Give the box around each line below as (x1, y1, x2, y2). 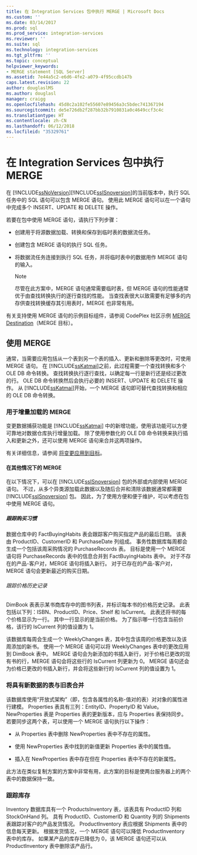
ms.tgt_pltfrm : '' (6, 52, 51, 58)
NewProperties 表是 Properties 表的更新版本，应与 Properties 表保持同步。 (6, 710, 186, 717)
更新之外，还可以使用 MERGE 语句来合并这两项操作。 (16, 437, 145, 444)
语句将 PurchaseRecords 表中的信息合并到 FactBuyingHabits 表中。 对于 (6, 553, 181, 560)
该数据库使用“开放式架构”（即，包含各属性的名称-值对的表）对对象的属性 (6, 696, 183, 703)
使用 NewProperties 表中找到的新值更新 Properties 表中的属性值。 (14, 743, 174, 750)
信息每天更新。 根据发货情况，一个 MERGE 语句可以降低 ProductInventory (6, 827, 185, 834)
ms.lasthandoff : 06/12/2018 (6, 123, 75, 129)
